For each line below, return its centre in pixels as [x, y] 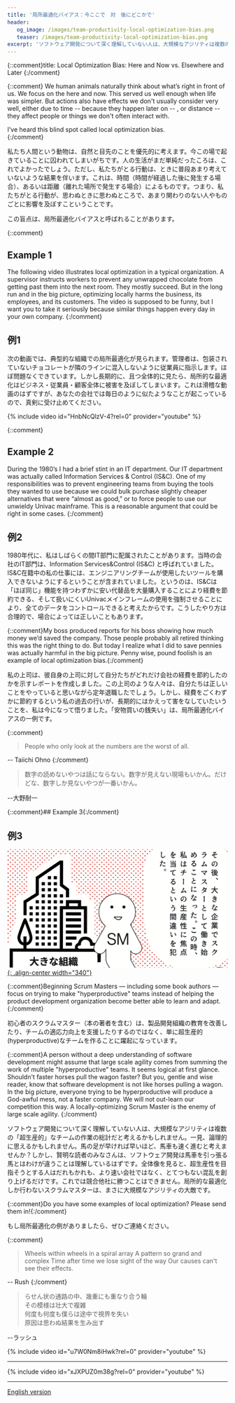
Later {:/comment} [34, 73]
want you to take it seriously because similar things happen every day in [111, 309]
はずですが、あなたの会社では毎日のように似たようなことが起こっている [123, 393]
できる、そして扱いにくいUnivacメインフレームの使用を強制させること [115, 599]
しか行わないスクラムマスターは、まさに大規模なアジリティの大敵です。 [111, 1190]
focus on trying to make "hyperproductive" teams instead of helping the [111, 994]
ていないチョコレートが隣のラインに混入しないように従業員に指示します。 [114, 367]
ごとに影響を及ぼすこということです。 [62, 204]
